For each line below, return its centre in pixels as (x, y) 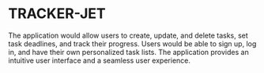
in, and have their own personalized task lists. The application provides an (128, 52)
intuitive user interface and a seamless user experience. (100, 60)
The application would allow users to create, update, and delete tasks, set (128, 35)
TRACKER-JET (57, 14)
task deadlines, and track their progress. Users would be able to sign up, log (132, 43)
